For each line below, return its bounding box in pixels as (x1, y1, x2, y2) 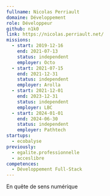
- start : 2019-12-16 (11, 43, 63, 49)
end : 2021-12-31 (17, 71, 59, 77)
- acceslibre (11, 155, 45, 161)
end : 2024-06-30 (17, 116, 59, 122)
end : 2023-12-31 (17, 93, 59, 99)
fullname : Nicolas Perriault (6, 8, 80, 15)
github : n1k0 (6, 25, 39, 32)
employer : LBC (17, 104, 53, 111)
